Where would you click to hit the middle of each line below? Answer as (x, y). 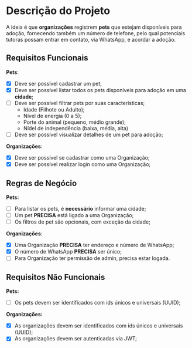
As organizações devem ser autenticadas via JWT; (76, 339)
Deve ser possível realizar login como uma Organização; (83, 164)
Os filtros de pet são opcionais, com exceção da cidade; (82, 222)
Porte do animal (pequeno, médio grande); (74, 122)
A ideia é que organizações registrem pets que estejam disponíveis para (94, 27)
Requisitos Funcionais (47, 58)
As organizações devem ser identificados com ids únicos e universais (99, 326)
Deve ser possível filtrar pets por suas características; (80, 103)
